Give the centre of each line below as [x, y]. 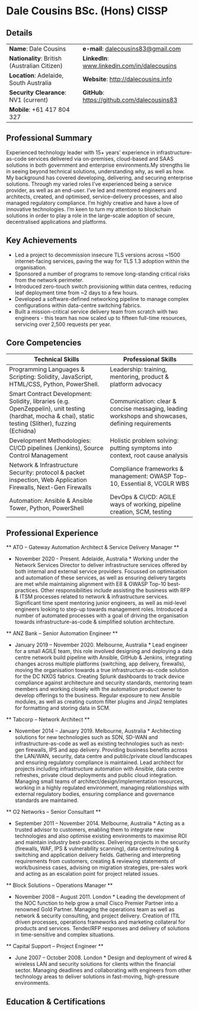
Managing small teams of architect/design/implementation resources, [99, 781]
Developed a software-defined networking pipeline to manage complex [102, 299]
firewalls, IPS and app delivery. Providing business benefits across [107, 750]
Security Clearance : [38, 92]
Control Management [38, 455]
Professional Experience [52, 533]
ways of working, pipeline [146, 505]
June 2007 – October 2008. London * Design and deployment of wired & [103, 958]
